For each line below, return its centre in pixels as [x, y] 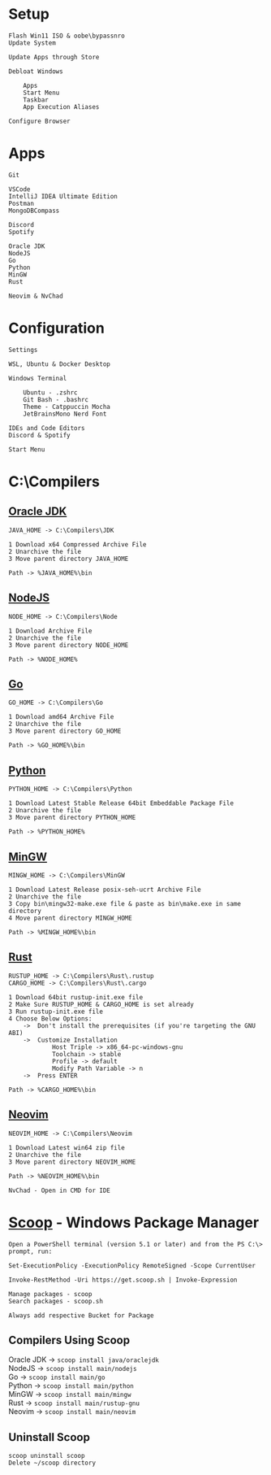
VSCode [19, 189]
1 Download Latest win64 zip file [67, 1147]
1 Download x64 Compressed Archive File [78, 544]
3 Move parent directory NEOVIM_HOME [72, 1162]
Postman [22, 203]
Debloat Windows [36, 71]
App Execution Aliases [61, 107]
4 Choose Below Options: [50, 1018]
